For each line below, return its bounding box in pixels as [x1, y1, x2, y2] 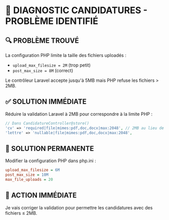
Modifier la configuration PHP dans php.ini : [5, 158, 96, 164]
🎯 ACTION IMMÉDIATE [5, 191, 77, 200]
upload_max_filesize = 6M [5, 168, 60, 173]
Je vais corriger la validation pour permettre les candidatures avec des [5, 204, 153, 210]
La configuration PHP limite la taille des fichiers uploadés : [5, 52, 126, 58]
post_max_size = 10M [5, 172, 49, 177]
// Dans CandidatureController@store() [5, 120, 90, 126]
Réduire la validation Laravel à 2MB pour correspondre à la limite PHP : [5, 111, 153, 117]
